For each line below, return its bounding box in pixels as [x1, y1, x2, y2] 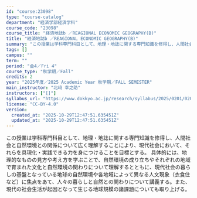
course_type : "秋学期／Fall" [6, 69, 74, 74]
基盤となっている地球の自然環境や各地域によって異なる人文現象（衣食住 [16, 171, 191, 178]
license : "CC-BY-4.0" [6, 101, 59, 107]
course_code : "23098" [6, 25, 59, 31]
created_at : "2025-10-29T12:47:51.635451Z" [11, 112, 119, 118]
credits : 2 [6, 74, 33, 80]
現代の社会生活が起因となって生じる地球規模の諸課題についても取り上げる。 [6, 186, 191, 193]
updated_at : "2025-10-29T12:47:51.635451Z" [11, 118, 119, 124]
